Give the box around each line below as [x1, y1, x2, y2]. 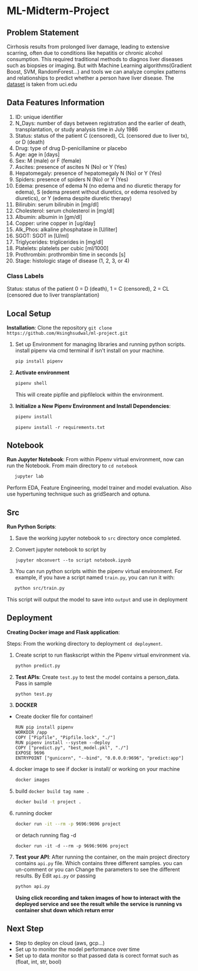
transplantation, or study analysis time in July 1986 [15, 125, 139, 133]
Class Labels [6, 272, 44, 280]
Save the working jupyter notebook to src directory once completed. [15, 534, 182, 542]
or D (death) [15, 138, 45, 145]
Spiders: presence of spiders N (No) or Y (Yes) [15, 175, 129, 183]
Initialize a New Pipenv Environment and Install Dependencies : [15, 402, 171, 410]
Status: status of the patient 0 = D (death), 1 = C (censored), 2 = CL [6, 285, 170, 292]
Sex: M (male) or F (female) [15, 157, 82, 164]
